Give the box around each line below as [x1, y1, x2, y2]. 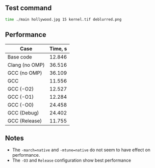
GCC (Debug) [7, 109, 39, 116]
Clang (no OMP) [7, 61, 45, 68]
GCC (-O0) [7, 101, 34, 108]
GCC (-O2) [7, 85, 34, 92]
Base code [7, 54, 32, 60]
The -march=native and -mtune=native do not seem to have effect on [12, 147, 151, 153]
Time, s [49, 45, 67, 52]
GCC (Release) [7, 117, 42, 124]
